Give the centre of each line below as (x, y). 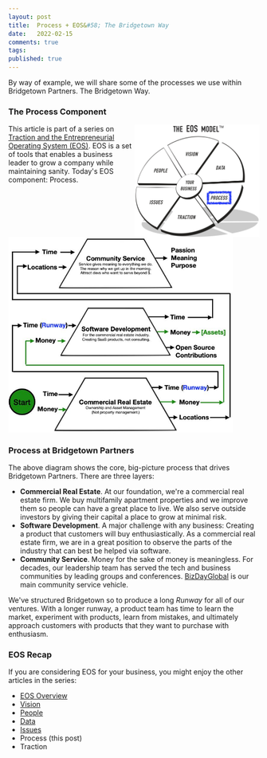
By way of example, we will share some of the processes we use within (125, 82)
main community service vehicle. (74, 585)
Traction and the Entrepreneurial (61, 137)
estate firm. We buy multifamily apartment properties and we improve (134, 500)
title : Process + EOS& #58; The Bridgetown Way (89, 25)
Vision (30, 705)
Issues (31, 730)
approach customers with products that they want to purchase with (119, 625)
